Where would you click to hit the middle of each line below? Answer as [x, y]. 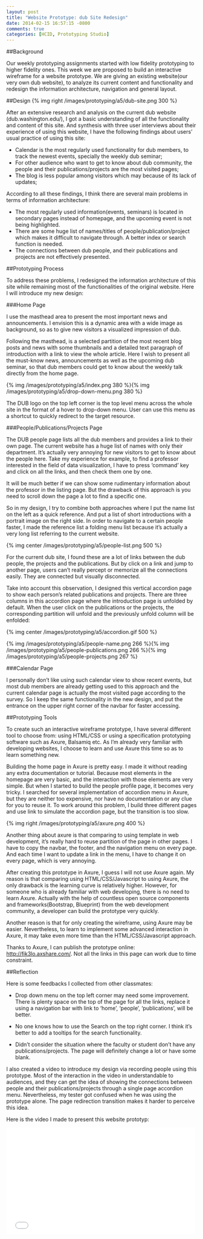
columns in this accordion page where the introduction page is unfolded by [100, 601]
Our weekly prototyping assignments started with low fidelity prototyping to [100, 64]
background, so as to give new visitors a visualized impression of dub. [94, 330]
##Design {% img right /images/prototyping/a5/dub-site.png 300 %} [92, 101]
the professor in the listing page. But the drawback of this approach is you [99, 490]
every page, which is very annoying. [51, 861]
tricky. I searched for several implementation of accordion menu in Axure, [98, 793]
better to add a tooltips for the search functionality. [78, 1033]
